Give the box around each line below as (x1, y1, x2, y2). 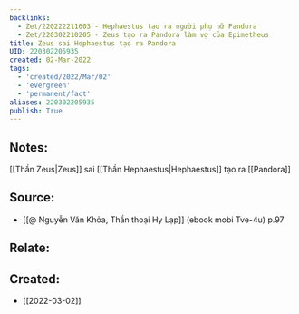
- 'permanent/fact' (17, 89, 92, 98)
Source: (9, 190, 55, 205)
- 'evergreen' (17, 81, 71, 90)
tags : (9, 64, 30, 74)
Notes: (9, 140, 48, 155)
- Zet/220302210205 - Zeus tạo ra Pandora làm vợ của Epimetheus (17, 30, 270, 39)
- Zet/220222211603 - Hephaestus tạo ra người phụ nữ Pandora (17, 22, 257, 31)
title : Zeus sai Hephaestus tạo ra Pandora (9, 38, 177, 48)
